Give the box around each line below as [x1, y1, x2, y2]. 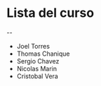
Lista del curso [6, 5, 95, 21]
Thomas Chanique [16, 49, 70, 58]
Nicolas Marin [16, 64, 58, 73]
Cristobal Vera [16, 72, 59, 80]
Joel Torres [16, 42, 50, 50]
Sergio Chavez [16, 56, 60, 65]
